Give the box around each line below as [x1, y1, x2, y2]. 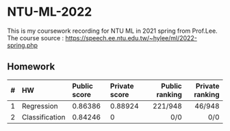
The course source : [7, 33, 64, 42]
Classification [21, 112, 66, 121]
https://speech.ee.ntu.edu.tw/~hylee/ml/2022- [65, 33, 197, 42]
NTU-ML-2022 [7, 4, 92, 20]
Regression [21, 101, 58, 111]
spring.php [7, 41, 38, 49]
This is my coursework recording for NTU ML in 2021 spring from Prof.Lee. [7, 27, 218, 35]
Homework [7, 61, 55, 72]
